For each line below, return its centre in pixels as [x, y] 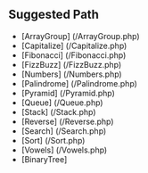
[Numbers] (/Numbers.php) [71, 74]
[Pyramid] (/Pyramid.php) [68, 93]
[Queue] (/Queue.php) [62, 103]
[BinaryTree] [44, 159]
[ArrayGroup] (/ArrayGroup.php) [80, 36]
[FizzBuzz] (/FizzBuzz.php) [71, 64]
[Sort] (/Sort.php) [53, 140]
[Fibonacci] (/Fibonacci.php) [74, 55]
